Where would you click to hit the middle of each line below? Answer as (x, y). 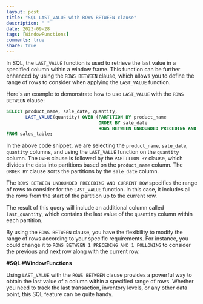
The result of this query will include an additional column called (85, 208)
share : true (21, 46)
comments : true (25, 40)
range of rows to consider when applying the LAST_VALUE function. (88, 82)
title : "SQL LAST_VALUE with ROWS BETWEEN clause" (72, 18)
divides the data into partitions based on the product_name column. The (95, 165)
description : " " (28, 23)
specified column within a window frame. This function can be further (93, 69)
